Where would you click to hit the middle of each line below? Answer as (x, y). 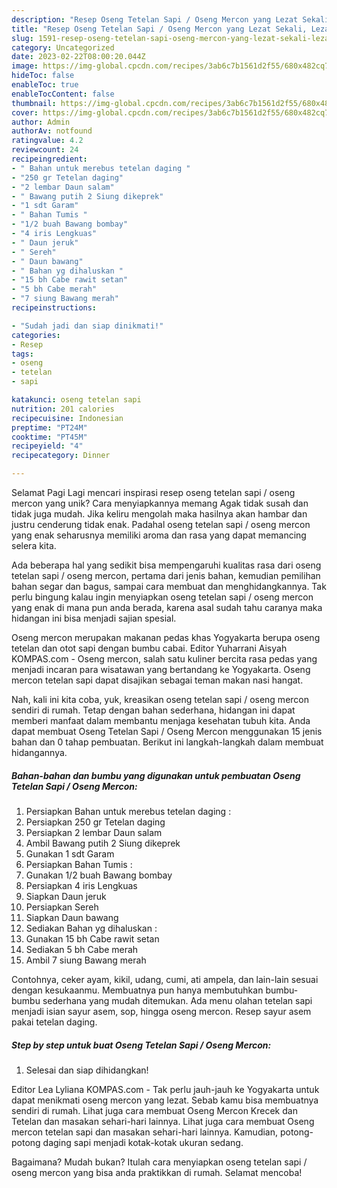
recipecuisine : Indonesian (67, 418)
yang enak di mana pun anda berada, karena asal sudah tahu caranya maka (167, 607)
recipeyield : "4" (47, 446)
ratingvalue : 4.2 (47, 141)
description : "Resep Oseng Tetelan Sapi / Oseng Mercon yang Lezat (155, 19)
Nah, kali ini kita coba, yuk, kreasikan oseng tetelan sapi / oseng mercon (160, 699)
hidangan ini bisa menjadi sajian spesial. (94, 618)
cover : (25, 112)
